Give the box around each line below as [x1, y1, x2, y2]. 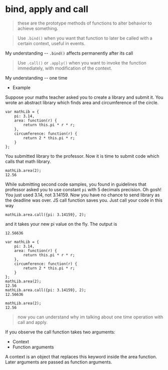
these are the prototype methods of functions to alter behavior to [17, 20, 152, 26]
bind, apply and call [5, 4, 89, 15]
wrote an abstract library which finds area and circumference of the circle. [5, 99, 159, 106]
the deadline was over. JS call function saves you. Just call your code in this [5, 197, 163, 203]
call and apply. [17, 319, 48, 325]
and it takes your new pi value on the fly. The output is [5, 221, 117, 227]
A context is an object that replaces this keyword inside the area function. [5, 353, 157, 359]
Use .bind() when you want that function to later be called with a [17, 35, 153, 41]
